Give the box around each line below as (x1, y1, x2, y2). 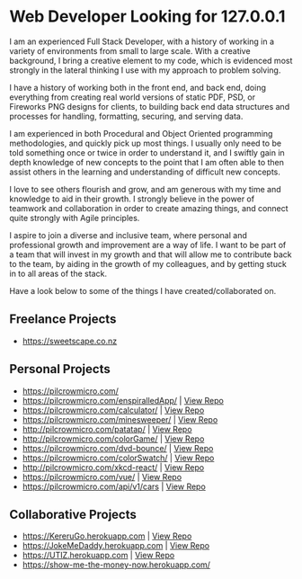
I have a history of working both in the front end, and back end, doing (9, 82, 267, 93)
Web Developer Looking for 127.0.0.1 (9, 6, 286, 27)
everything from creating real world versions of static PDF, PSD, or (9, 92, 256, 102)
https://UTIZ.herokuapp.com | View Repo (22, 550, 175, 561)
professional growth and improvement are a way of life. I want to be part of (9, 239, 287, 250)
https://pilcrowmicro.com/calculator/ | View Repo (22, 405, 205, 415)
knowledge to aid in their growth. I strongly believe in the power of (9, 193, 254, 204)
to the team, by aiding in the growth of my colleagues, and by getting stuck (9, 258, 288, 269)
